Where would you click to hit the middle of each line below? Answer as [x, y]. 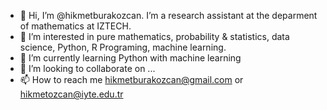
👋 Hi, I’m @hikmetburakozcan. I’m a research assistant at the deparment [168, 15]
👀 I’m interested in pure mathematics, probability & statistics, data [154, 36]
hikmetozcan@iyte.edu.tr [71, 94]
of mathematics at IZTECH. [75, 26]
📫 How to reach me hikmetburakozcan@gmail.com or [131, 79]
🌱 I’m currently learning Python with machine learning [130, 58]
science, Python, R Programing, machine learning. [123, 47]
